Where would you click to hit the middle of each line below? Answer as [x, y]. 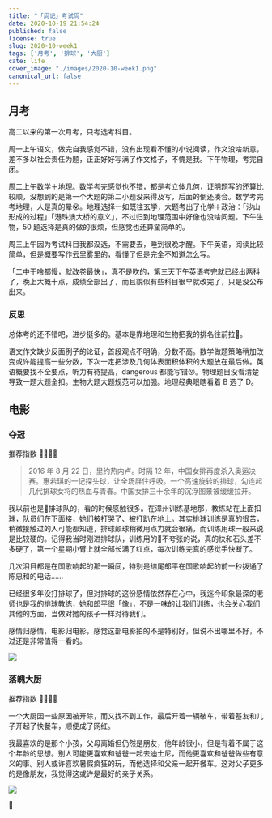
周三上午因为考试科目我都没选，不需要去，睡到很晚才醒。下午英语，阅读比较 [136, 245]
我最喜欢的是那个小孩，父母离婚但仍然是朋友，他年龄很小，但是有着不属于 [132, 743]
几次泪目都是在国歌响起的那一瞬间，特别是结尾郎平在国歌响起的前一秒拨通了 [136, 566]
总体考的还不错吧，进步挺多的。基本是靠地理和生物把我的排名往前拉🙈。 [128, 334]
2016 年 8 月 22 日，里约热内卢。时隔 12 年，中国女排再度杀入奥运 [138, 471]
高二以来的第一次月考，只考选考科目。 [72, 132]
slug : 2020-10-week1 [43, 46]
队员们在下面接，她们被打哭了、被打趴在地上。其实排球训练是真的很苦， [143, 518]
